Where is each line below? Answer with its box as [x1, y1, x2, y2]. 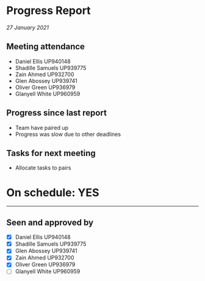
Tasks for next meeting [6, 148, 96, 158]
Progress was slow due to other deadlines [15, 130, 121, 138]
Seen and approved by [6, 217, 93, 227]
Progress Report [6, 4, 91, 18]
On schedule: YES [6, 185, 99, 199]
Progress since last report [6, 108, 107, 118]
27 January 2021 [6, 24, 49, 31]
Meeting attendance [6, 41, 85, 52]
